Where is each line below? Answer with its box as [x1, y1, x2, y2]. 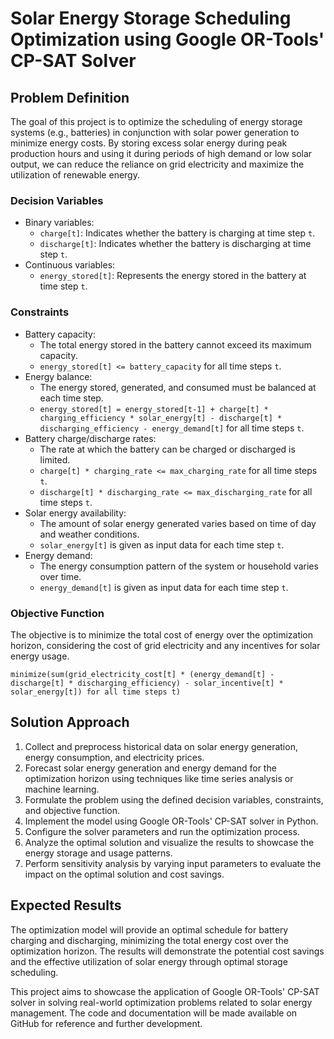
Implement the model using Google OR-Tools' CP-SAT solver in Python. [24, 815, 319, 827]
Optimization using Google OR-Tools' [10, 28, 325, 51]
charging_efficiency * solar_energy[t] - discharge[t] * [39, 413, 283, 423]
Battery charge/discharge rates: [24, 432, 157, 444]
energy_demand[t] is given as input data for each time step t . [39, 581, 289, 593]
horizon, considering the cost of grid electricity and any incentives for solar [10, 639, 321, 651]
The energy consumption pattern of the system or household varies [39, 560, 319, 572]
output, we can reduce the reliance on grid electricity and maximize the [10, 158, 305, 170]
